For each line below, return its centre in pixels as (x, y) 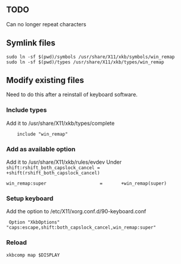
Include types (27, 110)
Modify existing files (45, 80)
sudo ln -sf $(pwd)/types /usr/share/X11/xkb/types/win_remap (85, 62)
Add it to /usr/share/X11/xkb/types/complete (60, 123)
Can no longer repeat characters (46, 24)
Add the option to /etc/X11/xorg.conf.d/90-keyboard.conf (76, 211)
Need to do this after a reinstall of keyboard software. (72, 94)
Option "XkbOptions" (34, 222)
